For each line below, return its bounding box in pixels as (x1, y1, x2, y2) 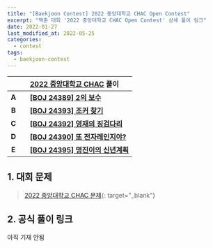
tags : (7, 50, 23, 57)
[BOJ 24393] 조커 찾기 (29, 105, 104, 115)
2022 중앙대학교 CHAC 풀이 (29, 79, 120, 89)
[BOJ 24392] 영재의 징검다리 (29, 119, 123, 129)
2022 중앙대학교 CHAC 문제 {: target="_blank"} (24, 191, 155, 199)
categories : (7, 36, 42, 43)
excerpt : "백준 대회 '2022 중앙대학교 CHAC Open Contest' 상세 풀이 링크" (7, 17, 207, 24)
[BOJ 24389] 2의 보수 (29, 92, 102, 102)
